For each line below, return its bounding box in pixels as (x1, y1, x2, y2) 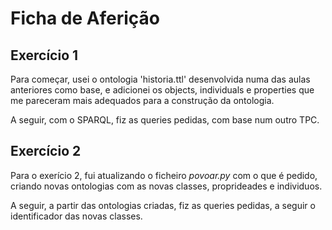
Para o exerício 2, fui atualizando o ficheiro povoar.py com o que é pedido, (10, 169, 318, 181)
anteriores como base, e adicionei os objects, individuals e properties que (10, 84, 315, 96)
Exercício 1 (10, 47, 79, 64)
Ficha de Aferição (10, 7, 160, 30)
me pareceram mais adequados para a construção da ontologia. (10, 95, 275, 106)
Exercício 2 (10, 143, 82, 160)
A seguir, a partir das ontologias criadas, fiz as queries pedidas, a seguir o (10, 199, 316, 211)
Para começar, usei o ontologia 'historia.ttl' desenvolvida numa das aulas (10, 73, 311, 85)
